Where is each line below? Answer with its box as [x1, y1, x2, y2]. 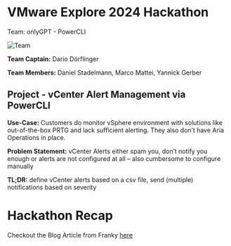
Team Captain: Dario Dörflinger [7, 54, 100, 63]
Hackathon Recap [7, 207, 114, 224]
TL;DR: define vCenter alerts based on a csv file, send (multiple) [7, 175, 194, 183]
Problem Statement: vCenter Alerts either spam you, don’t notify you [7, 147, 208, 155]
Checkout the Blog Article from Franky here [7, 231, 133, 239]
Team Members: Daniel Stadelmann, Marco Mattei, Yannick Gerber [7, 68, 202, 77]
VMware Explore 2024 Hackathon [7, 4, 209, 20]
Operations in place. [7, 133, 66, 141]
